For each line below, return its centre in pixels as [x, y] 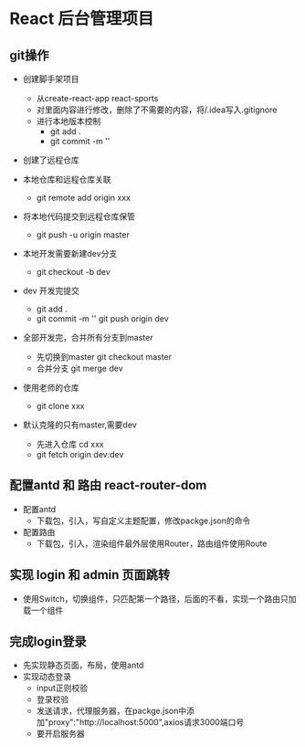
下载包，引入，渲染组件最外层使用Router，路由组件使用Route [152, 543]
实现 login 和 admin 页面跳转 [90, 575]
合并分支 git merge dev [79, 368]
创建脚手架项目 [51, 79]
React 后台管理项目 [82, 19]
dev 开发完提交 [51, 290]
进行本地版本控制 [68, 121]
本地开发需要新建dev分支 [70, 253]
